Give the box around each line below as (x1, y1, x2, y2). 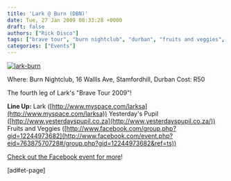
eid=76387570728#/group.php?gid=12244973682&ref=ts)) (7, 139, 177, 147)
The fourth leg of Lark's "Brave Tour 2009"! (7, 88, 132, 97)
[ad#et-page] (7, 166, 46, 174)
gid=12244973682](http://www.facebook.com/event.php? (7, 132, 173, 140)
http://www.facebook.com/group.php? (66, 125, 177, 132)
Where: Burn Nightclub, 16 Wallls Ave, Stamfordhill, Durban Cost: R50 (7, 75, 205, 84)
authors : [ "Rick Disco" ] (7, 29, 79, 37)
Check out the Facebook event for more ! (7, 152, 123, 161)
